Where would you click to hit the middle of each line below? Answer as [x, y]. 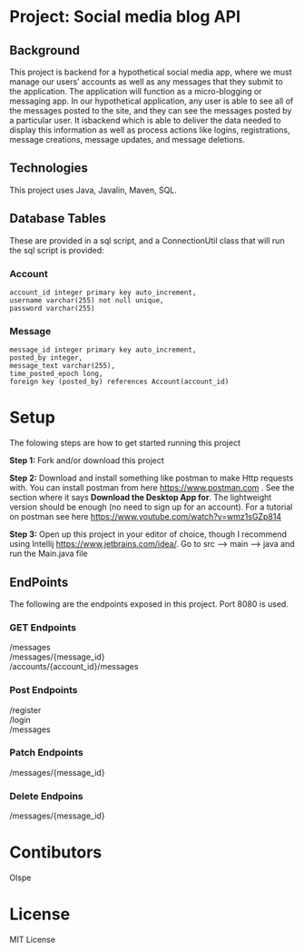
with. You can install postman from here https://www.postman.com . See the [152, 488]
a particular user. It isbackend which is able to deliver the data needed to [145, 120]
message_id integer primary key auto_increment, [103, 350]
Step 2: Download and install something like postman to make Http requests [152, 478]
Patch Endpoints [46, 753]
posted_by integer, [46, 358]
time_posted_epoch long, [56, 374]
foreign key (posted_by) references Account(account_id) [119, 382]
